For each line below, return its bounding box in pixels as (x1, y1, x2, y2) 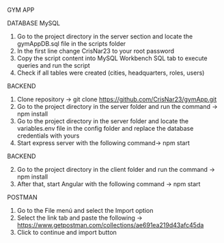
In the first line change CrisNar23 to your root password (16, 47, 175, 55)
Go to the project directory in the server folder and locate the (16, 117, 189, 125)
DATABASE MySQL (7, 19, 60, 27)
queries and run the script (16, 62, 90, 69)
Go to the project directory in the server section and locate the (16, 32, 193, 40)
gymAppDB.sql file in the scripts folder (16, 40, 126, 47)
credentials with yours (16, 131, 80, 140)
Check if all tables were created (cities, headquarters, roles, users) (16, 68, 205, 77)
